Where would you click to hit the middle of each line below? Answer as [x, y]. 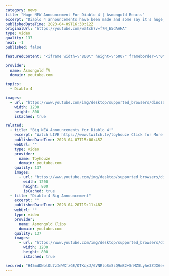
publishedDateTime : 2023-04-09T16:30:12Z [49, 24]
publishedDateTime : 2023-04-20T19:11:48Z [58, 205]
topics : [13, 84]
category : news [21, 10]
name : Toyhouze [34, 158]
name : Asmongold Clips [42, 224]
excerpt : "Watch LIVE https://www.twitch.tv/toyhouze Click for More [89, 135]
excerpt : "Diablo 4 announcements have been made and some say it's [78, 19]
